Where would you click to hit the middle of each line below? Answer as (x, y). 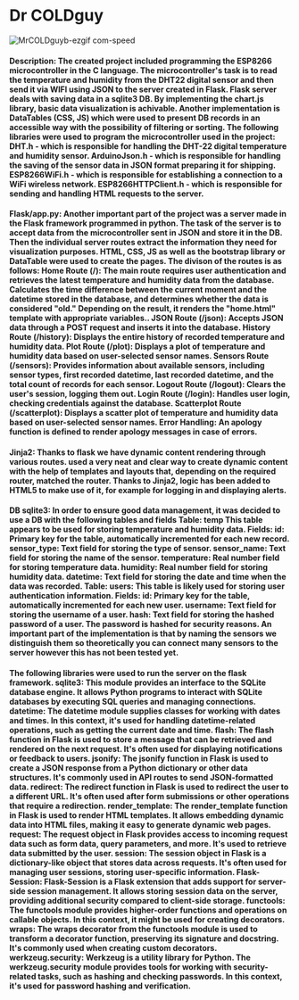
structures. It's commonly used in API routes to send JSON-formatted (141, 777)
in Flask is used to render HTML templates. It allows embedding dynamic (146, 815)
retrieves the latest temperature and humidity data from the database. (142, 280)
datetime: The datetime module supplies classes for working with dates (145, 711)
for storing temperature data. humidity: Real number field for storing (139, 567)
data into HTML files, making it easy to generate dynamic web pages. (140, 824)
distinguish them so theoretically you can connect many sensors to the (144, 643)
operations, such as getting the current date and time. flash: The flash (142, 730)
